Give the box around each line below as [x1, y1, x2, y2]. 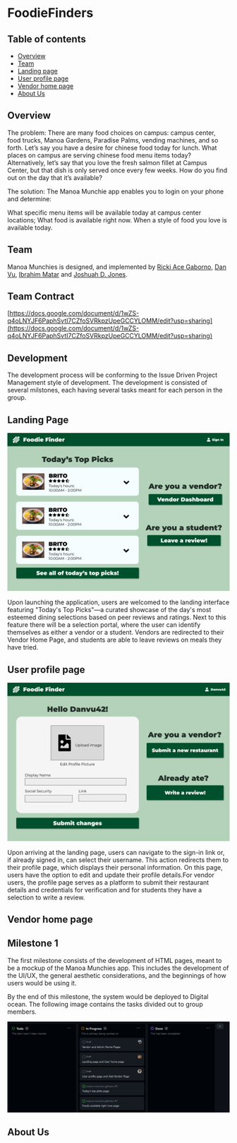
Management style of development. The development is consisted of [7, 378, 208, 387]
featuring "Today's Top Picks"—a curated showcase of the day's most [7, 606, 212, 614]
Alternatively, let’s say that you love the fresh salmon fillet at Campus [7, 158, 207, 167]
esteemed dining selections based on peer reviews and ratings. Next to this [7, 613, 227, 622]
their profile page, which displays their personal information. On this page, [7, 863, 224, 871]
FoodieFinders [7, 5, 94, 21]
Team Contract [7, 291, 75, 303]
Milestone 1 [7, 938, 59, 950]
